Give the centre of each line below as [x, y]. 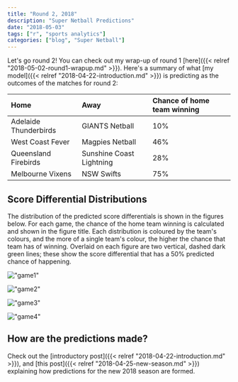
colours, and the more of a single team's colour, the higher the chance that [116, 239]
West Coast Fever [40, 142]
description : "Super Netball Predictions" [71, 21]
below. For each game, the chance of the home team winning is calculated [116, 224]
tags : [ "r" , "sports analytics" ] [57, 34]
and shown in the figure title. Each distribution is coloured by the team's [112, 231]
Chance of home [181, 101]
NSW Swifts [102, 174]
